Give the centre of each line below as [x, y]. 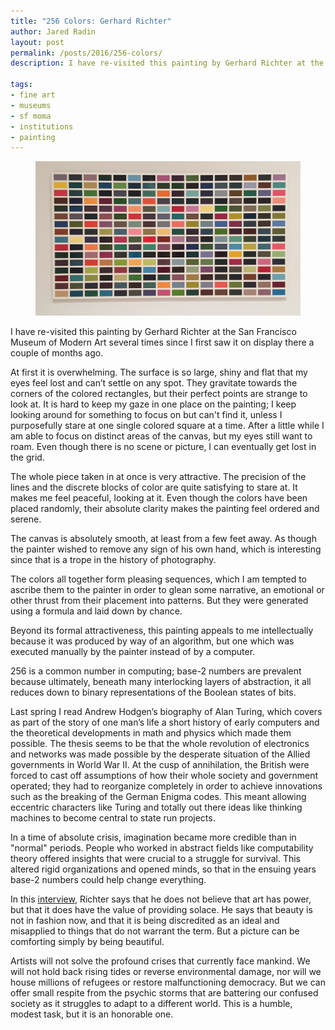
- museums [31, 105]
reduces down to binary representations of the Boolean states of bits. [153, 692]
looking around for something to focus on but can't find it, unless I [146, 415]
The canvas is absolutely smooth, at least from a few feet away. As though [163, 539]
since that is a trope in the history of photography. [113, 560]
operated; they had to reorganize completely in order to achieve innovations [166, 786]
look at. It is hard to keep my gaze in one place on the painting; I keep [153, 404]
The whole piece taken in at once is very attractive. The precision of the [158, 477]
